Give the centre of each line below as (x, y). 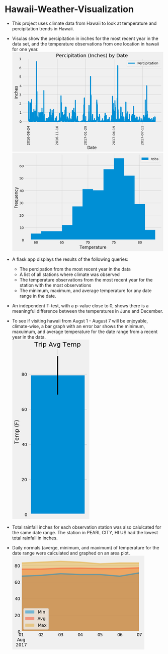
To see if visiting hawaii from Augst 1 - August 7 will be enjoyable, (80, 321)
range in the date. (38, 296)
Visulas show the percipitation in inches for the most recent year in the (85, 38)
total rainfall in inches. (35, 538)
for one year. (25, 49)
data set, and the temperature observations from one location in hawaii (86, 43)
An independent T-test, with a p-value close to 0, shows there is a (80, 306)
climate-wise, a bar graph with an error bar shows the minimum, (78, 326)
